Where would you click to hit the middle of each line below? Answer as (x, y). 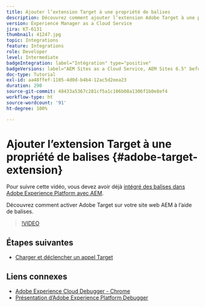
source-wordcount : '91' (37, 103)
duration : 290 (24, 86)
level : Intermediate (33, 57)
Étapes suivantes (40, 243)
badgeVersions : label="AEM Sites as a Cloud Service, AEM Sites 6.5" (97, 69)
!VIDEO (30, 223)
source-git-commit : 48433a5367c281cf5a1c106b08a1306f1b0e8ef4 (87, 92)
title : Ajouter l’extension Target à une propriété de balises (88, 12)
